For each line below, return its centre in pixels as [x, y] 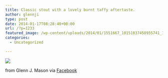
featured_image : [22, 33]
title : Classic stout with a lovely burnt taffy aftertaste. [70, 10]
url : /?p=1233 [20, 28]
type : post [16, 19]
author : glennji [22, 14]
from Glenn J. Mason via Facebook [41, 70]
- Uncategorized [26, 42]
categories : [17, 38]
